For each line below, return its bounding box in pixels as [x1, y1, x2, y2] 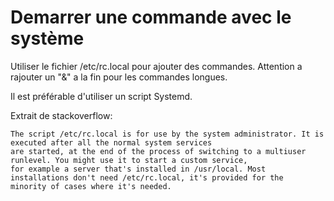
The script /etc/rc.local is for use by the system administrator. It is [10, 129, 325, 139]
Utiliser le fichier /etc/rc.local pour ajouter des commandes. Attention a [10, 60, 303, 72]
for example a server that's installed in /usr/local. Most [10, 164, 267, 174]
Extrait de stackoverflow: [10, 109, 113, 121]
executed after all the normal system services [10, 137, 213, 148]
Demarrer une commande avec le [10, 6, 292, 29]
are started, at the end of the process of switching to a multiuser [10, 146, 307, 156]
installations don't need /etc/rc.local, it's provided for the [10, 172, 284, 183]
